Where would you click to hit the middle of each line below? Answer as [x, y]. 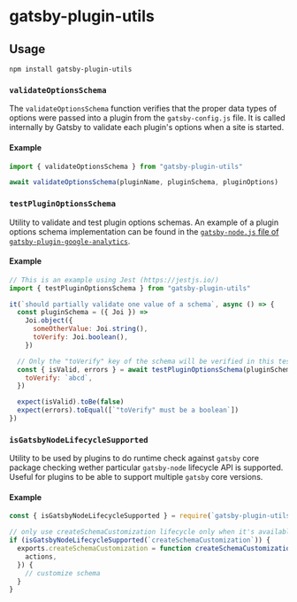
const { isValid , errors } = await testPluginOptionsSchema [130, 369]
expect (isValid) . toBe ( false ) [71, 402]
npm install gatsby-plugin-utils [71, 69]
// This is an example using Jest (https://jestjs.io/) [114, 280]
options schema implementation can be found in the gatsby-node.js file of [144, 231]
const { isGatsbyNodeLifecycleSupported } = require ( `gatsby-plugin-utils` [152, 516]
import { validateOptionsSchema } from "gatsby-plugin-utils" [126, 166]
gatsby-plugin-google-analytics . [70, 241]
